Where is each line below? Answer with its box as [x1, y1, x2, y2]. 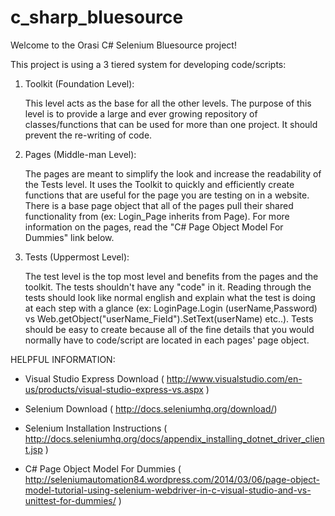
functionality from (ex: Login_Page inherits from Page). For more [24, 210, 290, 222]
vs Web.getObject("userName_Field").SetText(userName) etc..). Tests [24, 312, 314, 325]
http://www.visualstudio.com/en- [166, 372, 303, 385]
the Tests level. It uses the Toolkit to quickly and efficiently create [24, 178, 295, 190]
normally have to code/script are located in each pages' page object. [24, 334, 310, 346]
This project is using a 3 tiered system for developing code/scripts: [10, 58, 287, 70]
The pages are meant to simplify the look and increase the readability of [24, 167, 322, 180]
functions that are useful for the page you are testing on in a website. [24, 189, 310, 201]
